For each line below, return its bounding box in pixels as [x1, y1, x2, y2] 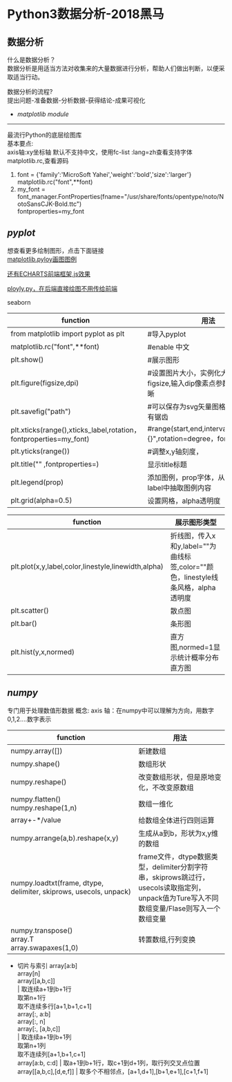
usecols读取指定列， [137, 882, 206, 892]
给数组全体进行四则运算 [137, 815, 215, 825]
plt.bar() [10, 618, 37, 628]
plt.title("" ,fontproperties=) [10, 459, 99, 468]
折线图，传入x [170, 531, 216, 540]
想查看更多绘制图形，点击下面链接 [7, 246, 104, 254]
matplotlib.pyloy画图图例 [7, 255, 77, 263]
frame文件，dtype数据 [137, 851, 211, 861]
